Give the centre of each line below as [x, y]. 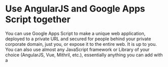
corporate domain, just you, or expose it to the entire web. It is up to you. [81, 44]
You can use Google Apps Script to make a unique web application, [75, 33]
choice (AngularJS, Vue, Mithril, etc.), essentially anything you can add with [84, 55]
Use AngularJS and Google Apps [75, 9]
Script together [38, 19]
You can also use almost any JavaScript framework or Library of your [77, 49]
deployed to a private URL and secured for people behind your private [78, 39]
